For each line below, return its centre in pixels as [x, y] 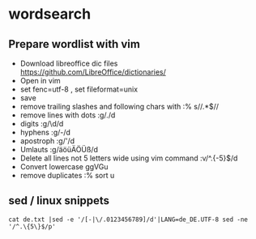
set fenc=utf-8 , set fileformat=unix [79, 89]
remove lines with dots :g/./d [68, 115]
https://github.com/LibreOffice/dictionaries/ [93, 72]
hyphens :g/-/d [45, 132]
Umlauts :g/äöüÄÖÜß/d [59, 149]
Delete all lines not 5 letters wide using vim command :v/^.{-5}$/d [129, 158]
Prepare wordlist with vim [74, 44]
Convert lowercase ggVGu [64, 166]
